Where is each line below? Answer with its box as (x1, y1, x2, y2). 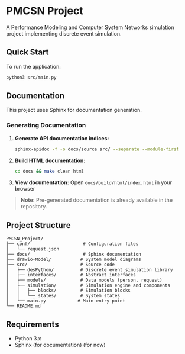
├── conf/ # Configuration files (6, 241, 139, 247)
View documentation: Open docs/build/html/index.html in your (14, 179, 173, 186)
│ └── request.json (6, 246, 60, 252)
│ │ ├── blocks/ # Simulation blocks (6, 288, 131, 294)
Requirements (6, 319, 59, 329)
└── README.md (6, 303, 41, 309)
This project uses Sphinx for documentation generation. (6, 107, 142, 114)
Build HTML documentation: (14, 157, 86, 164)
